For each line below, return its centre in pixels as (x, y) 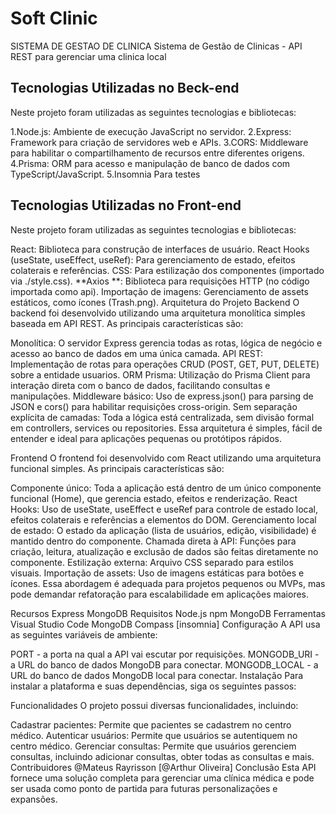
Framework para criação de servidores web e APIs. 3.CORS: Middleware (159, 142)
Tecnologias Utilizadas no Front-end (126, 205)
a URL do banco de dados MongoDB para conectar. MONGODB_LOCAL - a (164, 664)
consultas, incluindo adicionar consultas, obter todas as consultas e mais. (162, 756)
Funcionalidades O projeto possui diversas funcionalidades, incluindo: (154, 705)
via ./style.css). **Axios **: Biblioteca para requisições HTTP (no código (160, 281)
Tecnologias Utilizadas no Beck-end (125, 88)
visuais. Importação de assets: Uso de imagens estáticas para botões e (157, 573)
